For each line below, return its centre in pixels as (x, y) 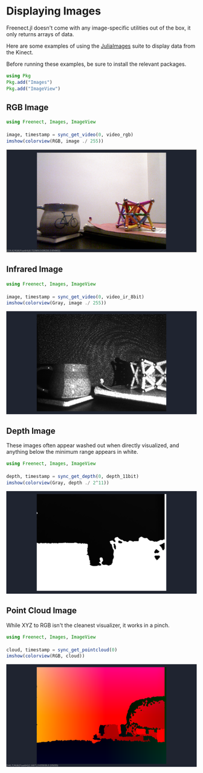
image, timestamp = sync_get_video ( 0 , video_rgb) (70, 135)
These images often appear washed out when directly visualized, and (93, 445)
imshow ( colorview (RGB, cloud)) (46, 656)
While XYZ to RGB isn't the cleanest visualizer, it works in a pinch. (88, 625)
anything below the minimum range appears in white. (72, 452)
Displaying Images (54, 11)
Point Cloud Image (42, 611)
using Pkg (19, 76)
